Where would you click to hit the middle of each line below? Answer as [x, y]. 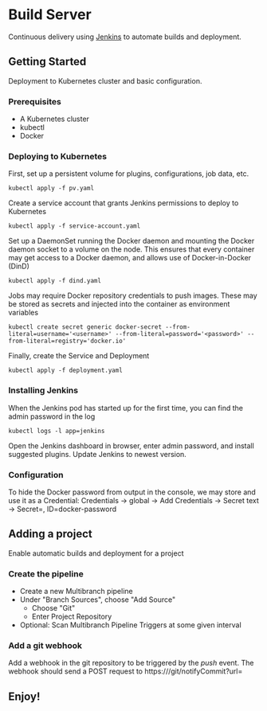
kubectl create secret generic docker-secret [85, 327]
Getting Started [47, 62]
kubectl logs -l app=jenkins [57, 431]
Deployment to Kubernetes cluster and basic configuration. [105, 80]
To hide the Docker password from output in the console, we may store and [132, 492]
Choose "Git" [53, 608]
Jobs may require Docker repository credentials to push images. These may [133, 295]
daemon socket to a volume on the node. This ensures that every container [132, 249]
